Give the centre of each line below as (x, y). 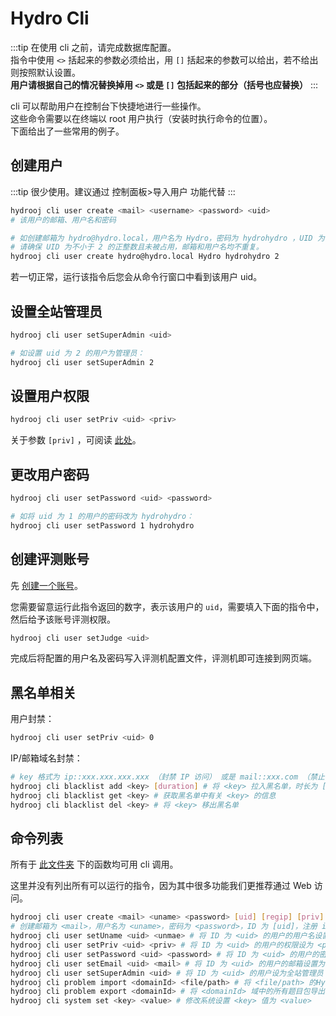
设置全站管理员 (56, 311)
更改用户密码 (50, 474)
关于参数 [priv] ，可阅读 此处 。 (76, 440)
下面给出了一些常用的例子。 (67, 131)
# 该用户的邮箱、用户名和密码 (63, 220)
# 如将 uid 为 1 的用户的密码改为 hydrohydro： (102, 516)
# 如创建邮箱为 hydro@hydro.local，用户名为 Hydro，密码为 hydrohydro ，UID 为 (167, 238)
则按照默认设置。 (45, 72)
